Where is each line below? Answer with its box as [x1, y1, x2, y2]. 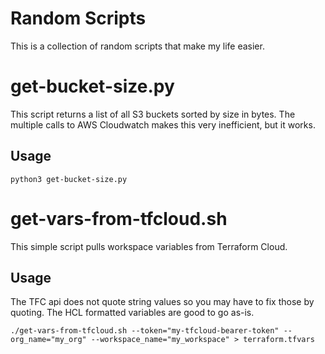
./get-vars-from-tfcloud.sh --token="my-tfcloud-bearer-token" [10, 326, 280, 336]
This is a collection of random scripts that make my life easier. [10, 40, 265, 52]
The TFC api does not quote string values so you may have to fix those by [10, 296, 315, 308]
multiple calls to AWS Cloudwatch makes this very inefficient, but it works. [10, 118, 316, 131]
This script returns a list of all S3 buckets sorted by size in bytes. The [10, 108, 296, 120]
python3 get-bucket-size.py [10, 174, 128, 184]
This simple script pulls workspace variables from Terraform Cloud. [10, 240, 288, 252]
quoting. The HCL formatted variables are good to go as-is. [10, 307, 255, 319]
